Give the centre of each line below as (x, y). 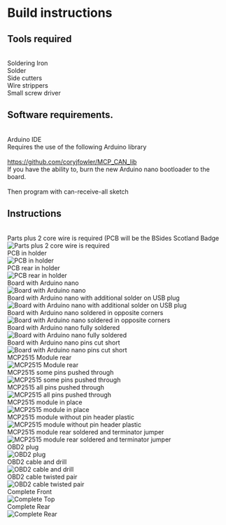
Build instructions (60, 13)
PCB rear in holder (34, 267)
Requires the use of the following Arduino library (77, 147)
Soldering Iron (28, 63)
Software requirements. (60, 115)
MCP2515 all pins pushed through (56, 387)
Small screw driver (34, 93)
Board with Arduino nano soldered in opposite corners (85, 312)
